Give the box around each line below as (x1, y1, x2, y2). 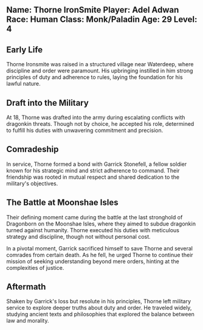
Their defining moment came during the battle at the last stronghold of (6, 213, 183, 221)
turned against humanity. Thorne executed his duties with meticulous (6, 226, 179, 233)
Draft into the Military (6, 97, 89, 108)
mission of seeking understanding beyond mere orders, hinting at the (6, 258, 179, 265)
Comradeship (6, 144, 59, 154)
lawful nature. (6, 80, 41, 88)
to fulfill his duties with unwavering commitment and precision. (6, 127, 163, 134)
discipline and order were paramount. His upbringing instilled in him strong (6, 67, 193, 75)
